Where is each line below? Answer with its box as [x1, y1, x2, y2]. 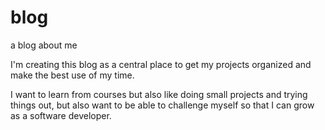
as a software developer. [10, 109, 112, 121]
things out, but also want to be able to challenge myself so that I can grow [10, 99, 315, 111]
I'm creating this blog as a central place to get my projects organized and [10, 58, 312, 70]
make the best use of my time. [10, 69, 135, 81]
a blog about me [10, 39, 78, 51]
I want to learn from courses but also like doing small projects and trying [10, 88, 308, 100]
